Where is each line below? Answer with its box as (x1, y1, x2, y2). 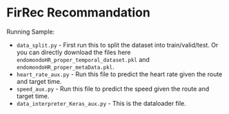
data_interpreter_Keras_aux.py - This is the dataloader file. (16, 99, 187, 107)
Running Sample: (6, 27, 55, 36)
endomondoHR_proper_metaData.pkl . (16, 62, 114, 71)
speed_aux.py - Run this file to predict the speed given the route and (16, 84, 210, 93)
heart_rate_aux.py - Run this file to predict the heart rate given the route (16, 70, 223, 78)
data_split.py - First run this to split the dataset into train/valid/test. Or (16, 41, 219, 49)
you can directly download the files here (16, 48, 131, 56)
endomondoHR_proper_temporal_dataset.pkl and (16, 55, 150, 63)
